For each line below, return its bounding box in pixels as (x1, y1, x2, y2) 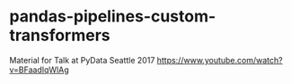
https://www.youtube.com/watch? (156, 55, 283, 65)
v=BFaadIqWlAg (9, 64, 69, 75)
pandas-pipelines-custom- (9, 6, 217, 27)
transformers (9, 25, 111, 46)
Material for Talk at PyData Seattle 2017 (9, 55, 155, 65)
